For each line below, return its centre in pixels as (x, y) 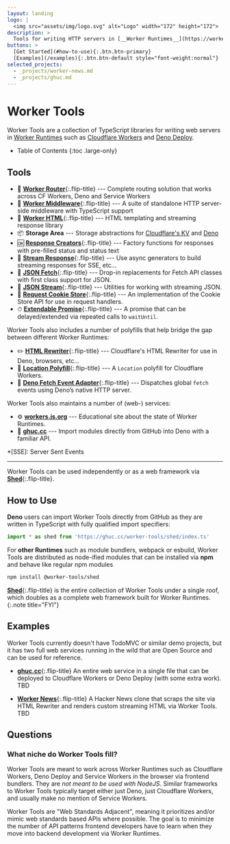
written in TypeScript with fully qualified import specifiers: (89, 524)
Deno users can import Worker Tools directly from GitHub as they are (105, 517)
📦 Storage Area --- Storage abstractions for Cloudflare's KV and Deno (118, 233)
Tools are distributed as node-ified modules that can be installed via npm (110, 557)
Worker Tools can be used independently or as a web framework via (103, 471)
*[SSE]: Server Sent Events (46, 452)
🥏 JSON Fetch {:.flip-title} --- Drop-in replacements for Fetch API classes (119, 272)
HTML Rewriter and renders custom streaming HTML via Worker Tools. (117, 706)
